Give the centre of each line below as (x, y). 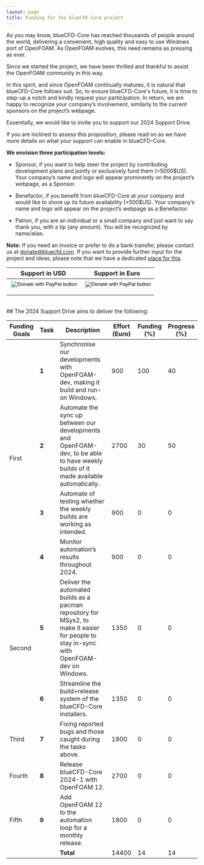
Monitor (71, 542)
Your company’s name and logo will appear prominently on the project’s (104, 177)
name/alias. (29, 233)
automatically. (80, 484)
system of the (79, 698)
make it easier (80, 628)
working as (76, 524)
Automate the (79, 407)
